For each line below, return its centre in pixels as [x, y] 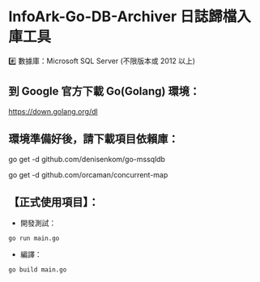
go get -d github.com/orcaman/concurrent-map [88, 174]
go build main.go [38, 270]
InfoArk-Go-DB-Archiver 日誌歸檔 [123, 17]
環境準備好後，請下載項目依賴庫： [94, 139]
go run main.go [34, 239]
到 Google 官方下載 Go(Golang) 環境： [104, 91]
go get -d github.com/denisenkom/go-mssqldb [87, 159]
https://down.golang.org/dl [53, 111]
